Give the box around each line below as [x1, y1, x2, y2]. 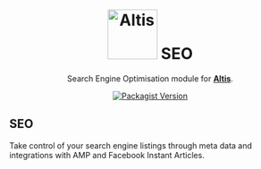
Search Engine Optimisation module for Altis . [66, 72, 234, 84]
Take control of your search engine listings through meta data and [9, 139, 253, 151]
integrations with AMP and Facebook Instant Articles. [9, 149, 206, 160]
